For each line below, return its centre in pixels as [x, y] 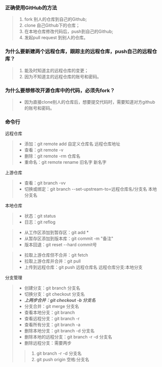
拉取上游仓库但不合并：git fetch [56, 255]
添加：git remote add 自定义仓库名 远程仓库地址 [72, 144]
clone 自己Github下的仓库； [52, 25]
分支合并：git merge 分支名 [52, 306]
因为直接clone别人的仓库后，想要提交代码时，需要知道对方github [90, 102]
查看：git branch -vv [45, 183]
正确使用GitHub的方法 [31, 7]
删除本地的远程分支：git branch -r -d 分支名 [68, 337]
